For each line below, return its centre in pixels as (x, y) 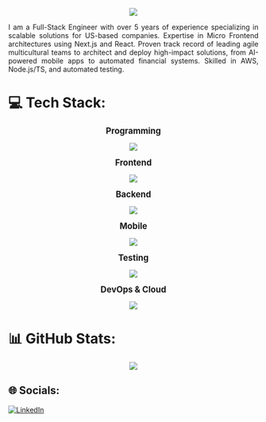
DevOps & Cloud (133, 290)
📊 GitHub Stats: (62, 339)
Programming (133, 131)
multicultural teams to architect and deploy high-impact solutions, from (127, 52)
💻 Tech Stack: (57, 103)
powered (23, 61)
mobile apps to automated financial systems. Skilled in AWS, (150, 61)
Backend (133, 194)
